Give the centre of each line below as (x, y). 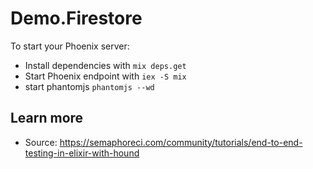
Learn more (47, 118)
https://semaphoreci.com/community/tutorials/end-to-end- (181, 142)
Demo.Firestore (76, 18)
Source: (41, 142)
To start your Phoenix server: (70, 46)
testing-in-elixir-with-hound (82, 153)
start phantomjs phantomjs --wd (89, 86)
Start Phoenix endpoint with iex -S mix (105, 76)
